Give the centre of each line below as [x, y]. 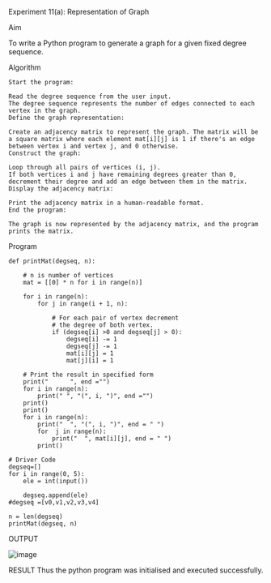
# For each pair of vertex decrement [115, 318]
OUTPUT [23, 539]
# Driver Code [32, 460]
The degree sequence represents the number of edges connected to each [131, 104]
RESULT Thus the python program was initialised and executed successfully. [136, 570]
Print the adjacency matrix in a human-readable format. [106, 203]
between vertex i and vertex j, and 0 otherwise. [94, 146]
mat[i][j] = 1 [90, 354]
